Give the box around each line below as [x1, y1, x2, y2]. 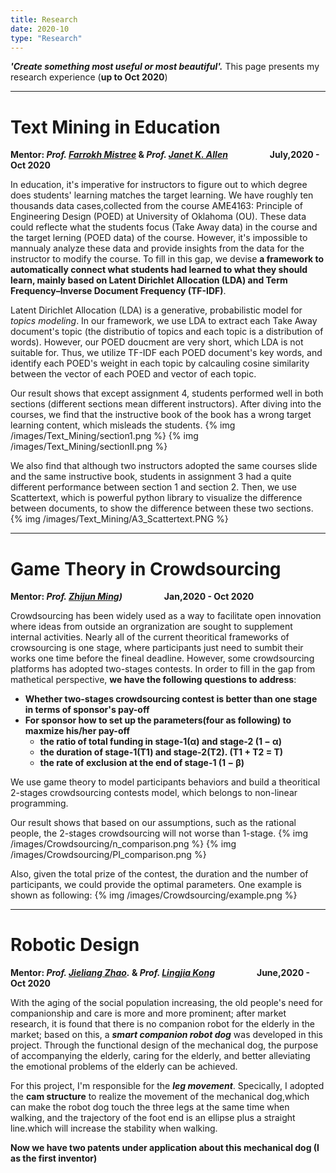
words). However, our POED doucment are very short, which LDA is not [10, 336, 304, 348]
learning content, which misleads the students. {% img [10, 419, 236, 431]
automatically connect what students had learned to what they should [10, 264, 308, 276]
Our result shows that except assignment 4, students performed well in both [10, 387, 324, 400]
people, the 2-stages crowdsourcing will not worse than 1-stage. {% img [10, 827, 309, 840]
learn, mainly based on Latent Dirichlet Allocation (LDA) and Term [10, 274, 288, 286]
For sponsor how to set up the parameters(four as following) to [24, 714, 292, 726]
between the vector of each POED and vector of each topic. [10, 368, 257, 380]
